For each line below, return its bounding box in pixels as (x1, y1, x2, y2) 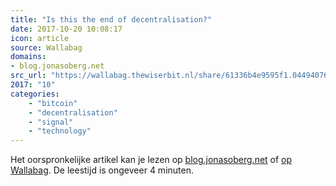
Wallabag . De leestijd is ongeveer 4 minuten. (10, 164, 194, 176)
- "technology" (28, 126, 92, 136)
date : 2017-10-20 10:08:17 (10, 24, 123, 34)
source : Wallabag (10, 42, 83, 53)
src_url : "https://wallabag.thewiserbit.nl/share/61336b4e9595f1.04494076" (10, 71, 333, 81)
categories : (10, 89, 60, 99)
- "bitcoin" (28, 98, 78, 108)
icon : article (10, 33, 70, 43)
